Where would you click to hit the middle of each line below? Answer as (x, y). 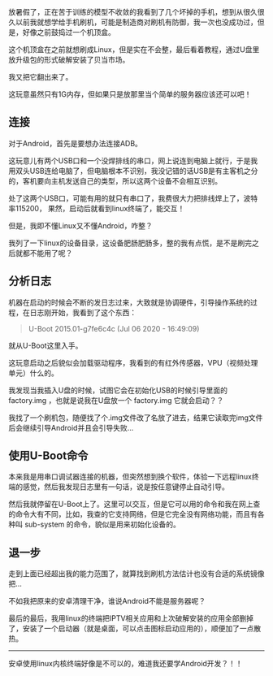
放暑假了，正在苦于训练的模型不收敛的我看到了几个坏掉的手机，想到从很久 (133, 12)
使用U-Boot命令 (48, 456)
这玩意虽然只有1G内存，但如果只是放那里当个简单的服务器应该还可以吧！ (130, 94)
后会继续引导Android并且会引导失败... (71, 427)
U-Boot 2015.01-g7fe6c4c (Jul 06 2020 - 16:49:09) (114, 328)
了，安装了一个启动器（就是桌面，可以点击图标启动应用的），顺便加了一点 (131, 629)
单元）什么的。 (33, 373)
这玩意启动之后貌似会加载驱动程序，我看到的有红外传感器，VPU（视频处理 (133, 362)
